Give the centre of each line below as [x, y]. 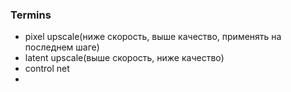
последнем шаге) [62, 47]
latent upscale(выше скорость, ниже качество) [124, 58]
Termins [31, 15]
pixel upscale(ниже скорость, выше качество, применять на [153, 37]
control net [47, 69]
